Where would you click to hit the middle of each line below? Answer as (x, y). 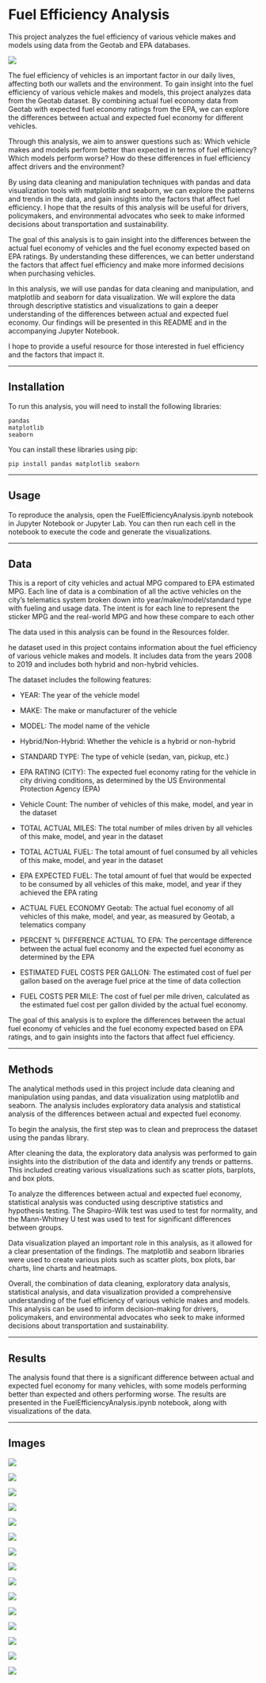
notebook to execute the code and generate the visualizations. (110, 531)
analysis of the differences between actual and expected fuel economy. (125, 1114)
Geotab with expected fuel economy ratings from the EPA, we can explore (129, 109)
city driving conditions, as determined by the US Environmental (122, 780)
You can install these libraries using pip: (73, 449)
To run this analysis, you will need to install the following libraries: (115, 406)
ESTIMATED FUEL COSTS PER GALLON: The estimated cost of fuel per (135, 972)
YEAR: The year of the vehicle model (80, 695)
